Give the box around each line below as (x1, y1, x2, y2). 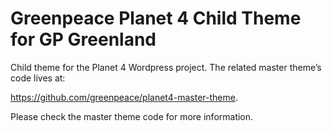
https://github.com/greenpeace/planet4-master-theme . (10, 91, 238, 103)
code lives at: (10, 72, 66, 84)
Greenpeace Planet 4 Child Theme (10, 7, 302, 30)
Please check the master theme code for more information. (10, 110, 254, 122)
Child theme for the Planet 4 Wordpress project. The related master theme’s (10, 61, 322, 73)
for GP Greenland (10, 28, 157, 51)
